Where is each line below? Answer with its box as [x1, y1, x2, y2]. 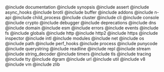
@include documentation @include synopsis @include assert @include [5, 4, 149, 10]
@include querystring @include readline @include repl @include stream [5, 46, 151, 51]
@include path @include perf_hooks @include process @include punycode [5, 41, 158, 46]
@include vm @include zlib [5, 61, 60, 67]
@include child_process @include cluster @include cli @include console [12, 15, 159, 20]
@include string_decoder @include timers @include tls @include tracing [5, 51, 151, 57]
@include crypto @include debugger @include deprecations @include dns [5, 20, 156, 25]
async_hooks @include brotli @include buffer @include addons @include [5, 9, 154, 15]
